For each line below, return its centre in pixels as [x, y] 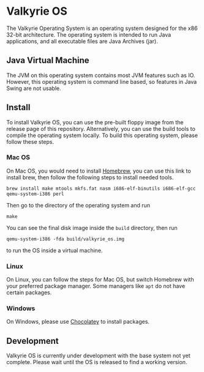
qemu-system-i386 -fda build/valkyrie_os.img [65, 239]
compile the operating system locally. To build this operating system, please [102, 135]
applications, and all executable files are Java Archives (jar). [82, 41]
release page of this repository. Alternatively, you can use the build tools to [101, 128]
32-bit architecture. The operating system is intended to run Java [89, 34]
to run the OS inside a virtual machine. [55, 250]
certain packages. [29, 292]
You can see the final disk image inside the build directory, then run [92, 228]
